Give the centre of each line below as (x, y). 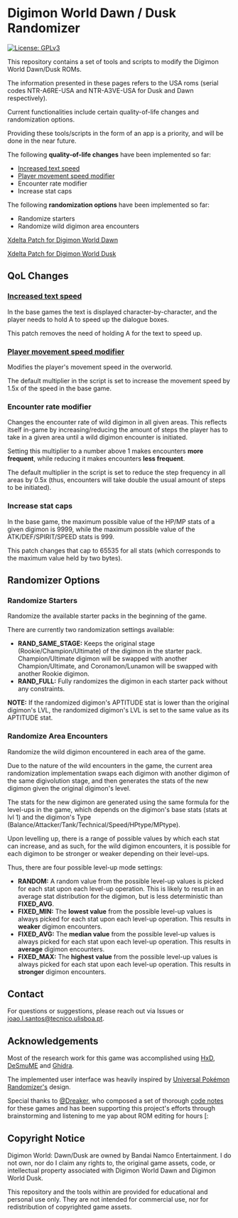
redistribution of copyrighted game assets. (70, 1207)
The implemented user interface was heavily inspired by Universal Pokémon (119, 1079)
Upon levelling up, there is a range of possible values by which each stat (114, 838)
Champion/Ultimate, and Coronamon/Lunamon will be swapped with (118, 666)
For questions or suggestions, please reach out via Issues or (96, 1011)
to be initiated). (29, 488)
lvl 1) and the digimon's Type (49, 817)
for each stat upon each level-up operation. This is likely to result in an (121, 888)
